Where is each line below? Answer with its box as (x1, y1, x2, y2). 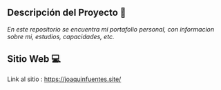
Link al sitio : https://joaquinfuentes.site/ (7, 75, 122, 83)
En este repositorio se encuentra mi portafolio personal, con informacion (7, 25, 215, 33)
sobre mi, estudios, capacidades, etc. (7, 32, 115, 41)
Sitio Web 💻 (7, 53, 61, 65)
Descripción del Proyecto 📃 (7, 7, 126, 19)
